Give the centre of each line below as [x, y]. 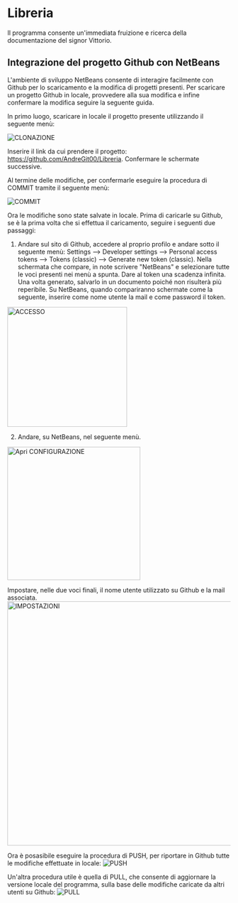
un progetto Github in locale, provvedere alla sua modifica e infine [104, 94]
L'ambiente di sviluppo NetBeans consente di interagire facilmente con [110, 80]
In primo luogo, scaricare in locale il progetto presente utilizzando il [106, 116]
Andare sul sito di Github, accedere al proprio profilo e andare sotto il [118, 244]
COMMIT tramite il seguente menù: [58, 188]
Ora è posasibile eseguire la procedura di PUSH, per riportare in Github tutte [119, 855]
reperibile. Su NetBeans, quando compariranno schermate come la [115, 289]
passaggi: [22, 230]
